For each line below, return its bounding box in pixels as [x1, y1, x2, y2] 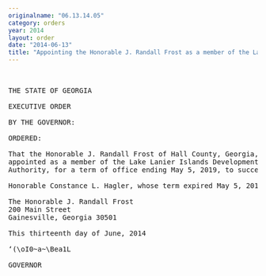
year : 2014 [8, 26, 44, 34]
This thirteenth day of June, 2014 [8, 229, 146, 238]
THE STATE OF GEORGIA [8, 86, 93, 95]
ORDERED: [8, 134, 42, 143]
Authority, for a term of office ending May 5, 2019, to [8, 166, 234, 174]
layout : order [8, 33, 55, 42]
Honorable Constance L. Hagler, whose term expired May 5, [8, 182, 243, 190]
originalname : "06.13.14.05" [8, 11, 104, 20]
